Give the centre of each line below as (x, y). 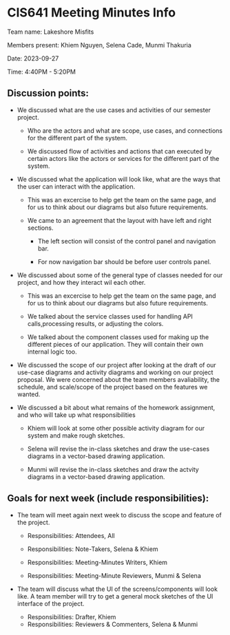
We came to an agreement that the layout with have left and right (119, 220)
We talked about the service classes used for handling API (110, 316)
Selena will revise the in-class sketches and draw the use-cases (118, 449)
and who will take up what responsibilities (76, 415)
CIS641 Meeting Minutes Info (92, 13)
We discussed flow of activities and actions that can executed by (119, 151)
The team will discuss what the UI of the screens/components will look (117, 589)
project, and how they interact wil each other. (81, 282)
